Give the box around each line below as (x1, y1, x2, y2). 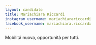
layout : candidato (5, 7, 43, 12)
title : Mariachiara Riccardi (5, 12, 65, 17)
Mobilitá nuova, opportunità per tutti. (5, 35, 80, 41)
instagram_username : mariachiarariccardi (5, 16, 92, 21)
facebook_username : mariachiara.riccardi (5, 21, 92, 26)
